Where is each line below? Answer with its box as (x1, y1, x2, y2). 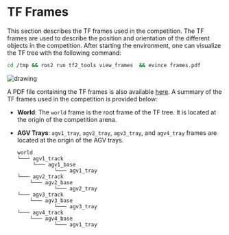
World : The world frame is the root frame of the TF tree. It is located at (16, 108, 217, 116)
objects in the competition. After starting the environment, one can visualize (7, 41, 221, 49)
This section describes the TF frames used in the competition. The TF (7, 27, 204, 35)
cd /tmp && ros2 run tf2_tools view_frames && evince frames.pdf (7, 62, 201, 69)
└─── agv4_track (16, 209, 64, 216)
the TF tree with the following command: (7, 49, 122, 57)
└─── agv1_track (16, 155, 64, 162)
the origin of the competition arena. (16, 115, 117, 123)
